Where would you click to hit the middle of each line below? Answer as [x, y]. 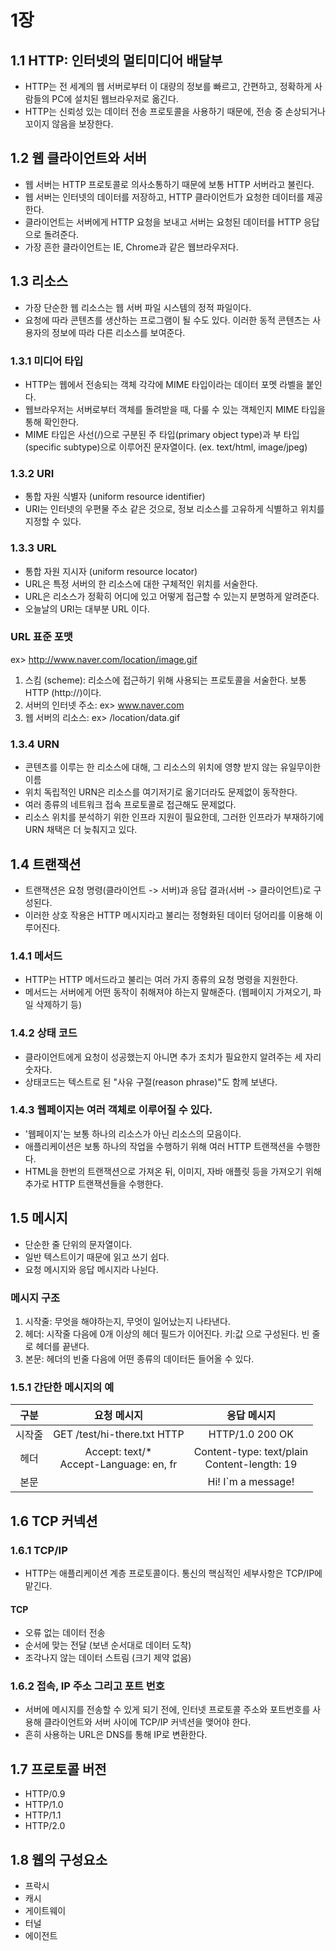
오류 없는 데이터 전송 [65, 1633]
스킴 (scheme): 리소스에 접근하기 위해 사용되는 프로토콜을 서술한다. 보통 [165, 680]
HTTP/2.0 [45, 1826]
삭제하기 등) [59, 1005]
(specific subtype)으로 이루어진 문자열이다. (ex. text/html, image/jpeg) [166, 447]
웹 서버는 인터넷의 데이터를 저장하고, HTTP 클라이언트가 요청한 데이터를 [164, 197]
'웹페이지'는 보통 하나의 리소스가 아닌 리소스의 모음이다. [133, 1133]
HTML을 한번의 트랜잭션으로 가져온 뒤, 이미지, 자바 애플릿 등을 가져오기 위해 [173, 1171]
